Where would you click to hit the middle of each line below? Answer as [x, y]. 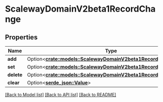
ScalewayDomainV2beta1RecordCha [81, 9]
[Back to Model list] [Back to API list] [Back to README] [61, 95]
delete [15, 75]
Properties [21, 37]
